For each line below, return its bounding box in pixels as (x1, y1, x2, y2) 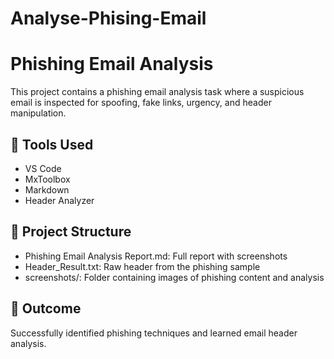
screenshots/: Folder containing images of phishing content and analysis (24, 271, 325, 283)
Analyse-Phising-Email (10, 7, 207, 30)
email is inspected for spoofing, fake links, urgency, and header (10, 97, 272, 109)
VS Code (24, 162, 62, 174)
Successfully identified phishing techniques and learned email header (10, 327, 298, 339)
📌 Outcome (10, 300, 82, 317)
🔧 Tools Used (10, 136, 94, 153)
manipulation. (10, 107, 67, 119)
